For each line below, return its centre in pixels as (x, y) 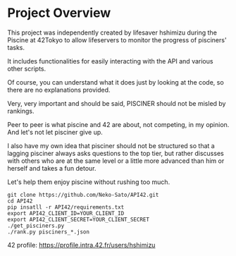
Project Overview (59, 13)
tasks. (16, 47)
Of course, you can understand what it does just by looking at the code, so (116, 82)
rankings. (21, 111)
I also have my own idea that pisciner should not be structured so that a (111, 145)
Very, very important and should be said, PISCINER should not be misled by (117, 103)
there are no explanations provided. (59, 90)
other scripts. (27, 68)
